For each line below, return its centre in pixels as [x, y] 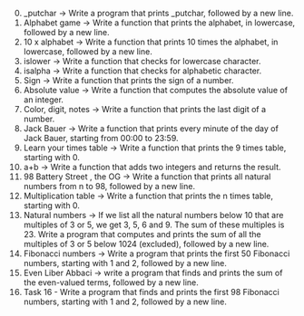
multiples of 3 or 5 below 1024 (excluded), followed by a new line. [146, 244]
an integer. [44, 100]
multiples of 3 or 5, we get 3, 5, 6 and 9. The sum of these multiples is [154, 225]
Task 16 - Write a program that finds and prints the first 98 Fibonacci [151, 292]
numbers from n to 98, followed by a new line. [109, 186]
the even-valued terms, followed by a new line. [111, 282]
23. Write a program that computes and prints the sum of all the [142, 234]
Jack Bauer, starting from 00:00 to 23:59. [101, 138]
